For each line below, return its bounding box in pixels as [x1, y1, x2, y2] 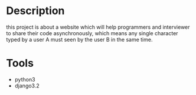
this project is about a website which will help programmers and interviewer [6, 23, 190, 30]
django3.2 [14, 82, 40, 89]
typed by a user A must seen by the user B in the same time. [6, 36, 153, 43]
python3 [14, 76, 35, 83]
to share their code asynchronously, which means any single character [6, 29, 178, 36]
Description [6, 4, 65, 18]
